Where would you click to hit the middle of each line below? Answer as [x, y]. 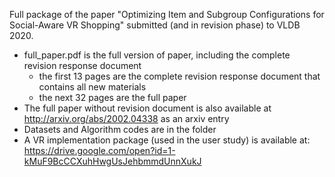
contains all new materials [92, 87]
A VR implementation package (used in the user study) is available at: [167, 140]
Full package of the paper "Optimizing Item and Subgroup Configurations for [167, 14]
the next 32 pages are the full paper [112, 97]
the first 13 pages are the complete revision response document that [179, 76]
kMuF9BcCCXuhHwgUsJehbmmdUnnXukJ [112, 161]
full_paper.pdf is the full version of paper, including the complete [157, 55]
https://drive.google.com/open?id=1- [99, 150]
